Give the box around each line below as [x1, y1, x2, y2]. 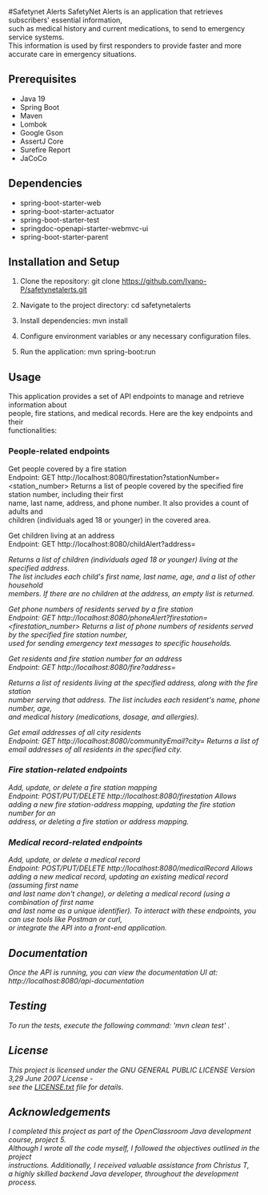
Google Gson [19, 127, 64, 137]
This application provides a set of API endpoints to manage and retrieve [8, 392, 245, 402]
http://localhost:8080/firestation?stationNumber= [57, 472, 220, 482]
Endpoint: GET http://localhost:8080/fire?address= [8, 662, 176, 672]
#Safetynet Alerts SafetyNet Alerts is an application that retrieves [8, 7, 224, 16]
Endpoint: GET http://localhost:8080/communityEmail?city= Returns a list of [8, 736, 259, 745]
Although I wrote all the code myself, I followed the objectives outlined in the [8, 1144, 260, 1153]
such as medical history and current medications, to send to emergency [8, 24, 246, 33]
